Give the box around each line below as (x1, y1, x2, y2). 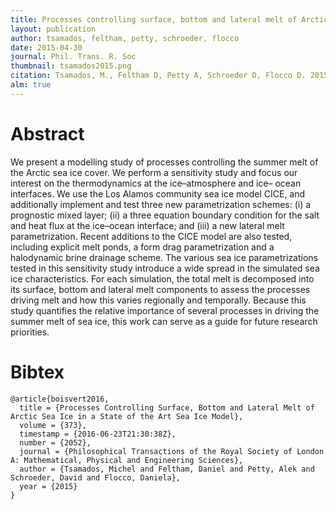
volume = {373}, (19, 420, 87, 430)
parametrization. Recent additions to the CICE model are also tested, (10, 230, 293, 242)
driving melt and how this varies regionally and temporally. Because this (10, 294, 307, 306)
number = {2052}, (19, 437, 92, 448)
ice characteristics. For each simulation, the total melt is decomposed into (10, 272, 315, 285)
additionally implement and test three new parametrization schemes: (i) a (10, 198, 312, 210)
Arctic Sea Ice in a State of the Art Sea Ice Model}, (10, 411, 244, 421)
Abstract (10, 122, 85, 145)
